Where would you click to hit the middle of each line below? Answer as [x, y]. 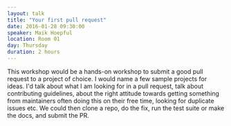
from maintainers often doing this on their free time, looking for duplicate [111, 101]
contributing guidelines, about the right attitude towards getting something [113, 93]
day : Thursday [28, 45]
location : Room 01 [34, 39]
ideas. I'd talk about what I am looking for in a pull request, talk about [105, 86]
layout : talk [26, 13]
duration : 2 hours [34, 52]
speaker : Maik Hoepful [40, 33]
